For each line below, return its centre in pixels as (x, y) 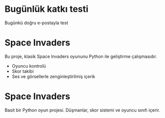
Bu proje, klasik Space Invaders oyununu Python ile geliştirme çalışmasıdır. (81, 56)
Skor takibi (23, 71)
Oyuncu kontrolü (29, 66)
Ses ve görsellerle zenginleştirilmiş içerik (54, 76)
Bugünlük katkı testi (47, 9)
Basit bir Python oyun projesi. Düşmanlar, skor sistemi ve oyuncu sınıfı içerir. (82, 110)
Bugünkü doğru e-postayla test (36, 23)
